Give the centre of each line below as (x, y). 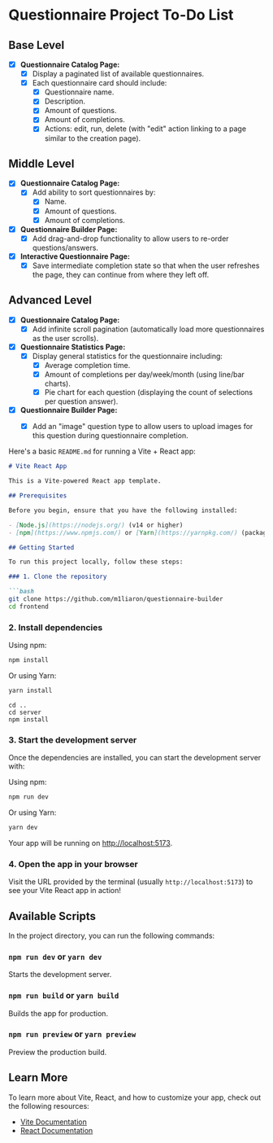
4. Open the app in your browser (73, 864)
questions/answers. (65, 247)
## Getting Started (41, 547)
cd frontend (28, 607)
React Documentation (56, 1130)
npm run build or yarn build (64, 996)
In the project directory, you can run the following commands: (112, 935)
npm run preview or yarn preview (72, 1034)
